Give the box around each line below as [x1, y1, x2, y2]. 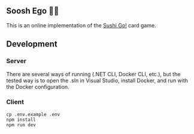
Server [6, 57, 27, 66]
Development [6, 39, 58, 49]
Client [6, 98, 24, 106]
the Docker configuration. [6, 83, 70, 90]
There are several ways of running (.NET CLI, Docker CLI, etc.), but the [6, 70, 181, 77]
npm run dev [6, 121, 36, 128]
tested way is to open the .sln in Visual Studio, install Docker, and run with [6, 77, 189, 84]
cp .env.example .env [6, 111, 60, 117]
